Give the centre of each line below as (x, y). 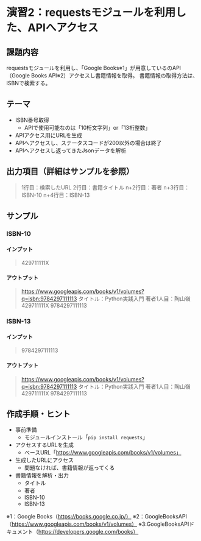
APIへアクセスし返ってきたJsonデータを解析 (71, 150)
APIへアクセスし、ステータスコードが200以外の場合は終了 (88, 143)
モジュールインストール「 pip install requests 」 (86, 437)
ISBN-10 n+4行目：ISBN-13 (55, 195)
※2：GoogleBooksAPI (160, 517)
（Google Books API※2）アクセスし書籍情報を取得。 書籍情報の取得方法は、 (102, 76)
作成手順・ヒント (38, 414)
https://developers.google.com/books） (89, 532)
